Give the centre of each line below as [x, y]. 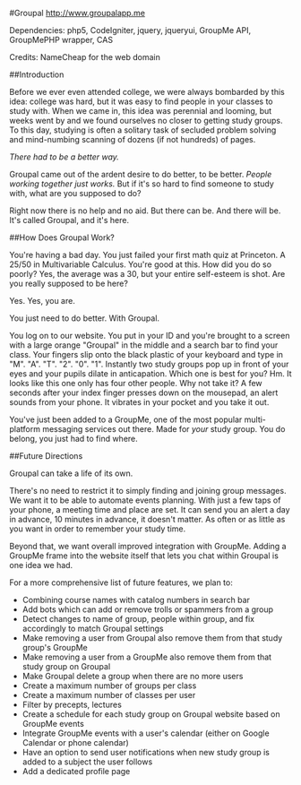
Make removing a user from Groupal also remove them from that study [152, 638]
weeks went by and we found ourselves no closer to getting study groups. [146, 121]
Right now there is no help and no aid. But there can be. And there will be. [145, 211]
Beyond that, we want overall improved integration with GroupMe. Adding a [148, 546]
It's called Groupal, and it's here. [69, 220]
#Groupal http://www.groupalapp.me [77, 13]
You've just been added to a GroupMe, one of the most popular [126, 419]
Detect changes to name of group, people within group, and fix [138, 619]
